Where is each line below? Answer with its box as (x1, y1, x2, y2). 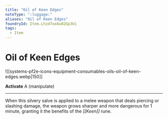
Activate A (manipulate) (5, 83, 55, 89)
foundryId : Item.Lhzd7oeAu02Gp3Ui (5, 21, 77, 26)
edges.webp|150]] (5, 73, 43, 80)
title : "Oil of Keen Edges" (5, 7, 64, 12)
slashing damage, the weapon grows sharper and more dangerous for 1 (5, 103, 152, 109)
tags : (5, 26, 16, 31)
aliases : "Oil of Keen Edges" (5, 16, 68, 21)
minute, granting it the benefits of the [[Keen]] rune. (5, 108, 112, 114)
